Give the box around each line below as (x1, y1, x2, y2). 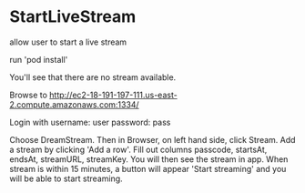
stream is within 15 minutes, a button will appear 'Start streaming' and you (9, 163, 287, 174)
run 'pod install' (9, 54, 68, 65)
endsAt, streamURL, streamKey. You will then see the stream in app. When (9, 153, 289, 165)
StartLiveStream (9, 6, 137, 27)
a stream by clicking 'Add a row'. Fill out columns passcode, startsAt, (9, 144, 268, 155)
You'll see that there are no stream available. (9, 71, 177, 83)
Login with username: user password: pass (9, 117, 171, 127)
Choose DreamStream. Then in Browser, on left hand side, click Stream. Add (9, 134, 296, 145)
